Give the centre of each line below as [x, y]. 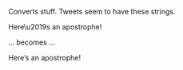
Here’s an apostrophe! [45, 58]
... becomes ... [32, 42]
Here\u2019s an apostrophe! [55, 27]
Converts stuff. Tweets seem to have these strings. [92, 12]
